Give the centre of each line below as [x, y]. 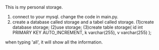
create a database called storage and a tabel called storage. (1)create [83, 22]
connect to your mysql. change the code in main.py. [65, 17]
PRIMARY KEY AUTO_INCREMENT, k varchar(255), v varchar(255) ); [82, 32]
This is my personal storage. [34, 7]
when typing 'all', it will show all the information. [54, 42]
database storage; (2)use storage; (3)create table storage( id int [78, 27]
